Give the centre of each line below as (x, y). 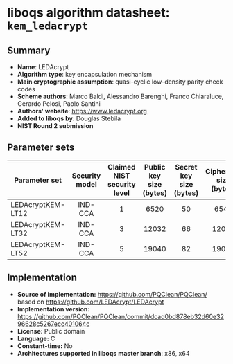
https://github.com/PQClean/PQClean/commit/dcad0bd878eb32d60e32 (120, 316)
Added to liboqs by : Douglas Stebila (69, 118)
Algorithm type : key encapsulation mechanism (85, 74)
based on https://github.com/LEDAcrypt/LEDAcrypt (90, 302)
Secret (186, 167)
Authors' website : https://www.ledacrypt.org (82, 111)
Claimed (121, 167)
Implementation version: (53, 309)
